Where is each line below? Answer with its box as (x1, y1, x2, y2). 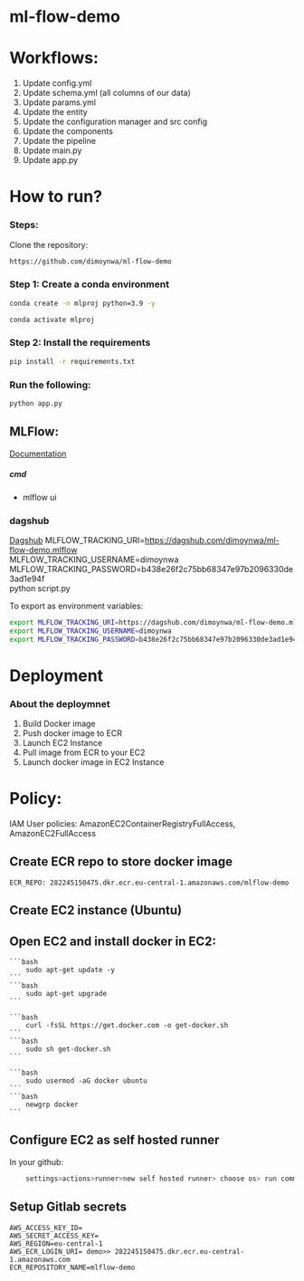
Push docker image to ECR (22, 728, 122, 739)
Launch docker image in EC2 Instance (22, 757, 165, 768)
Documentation (9, 448, 67, 459)
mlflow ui (22, 492, 57, 502)
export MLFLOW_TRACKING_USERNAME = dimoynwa (9, 626, 172, 636)
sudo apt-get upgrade (25, 989, 107, 999)
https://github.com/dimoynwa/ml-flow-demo (9, 256, 172, 266)
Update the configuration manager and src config (22, 116, 208, 128)
